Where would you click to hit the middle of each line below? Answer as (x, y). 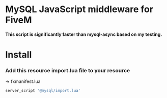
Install (19, 55)
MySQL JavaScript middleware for (79, 9)
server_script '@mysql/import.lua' (43, 91)
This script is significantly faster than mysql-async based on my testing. (84, 34)
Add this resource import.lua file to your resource (68, 70)
